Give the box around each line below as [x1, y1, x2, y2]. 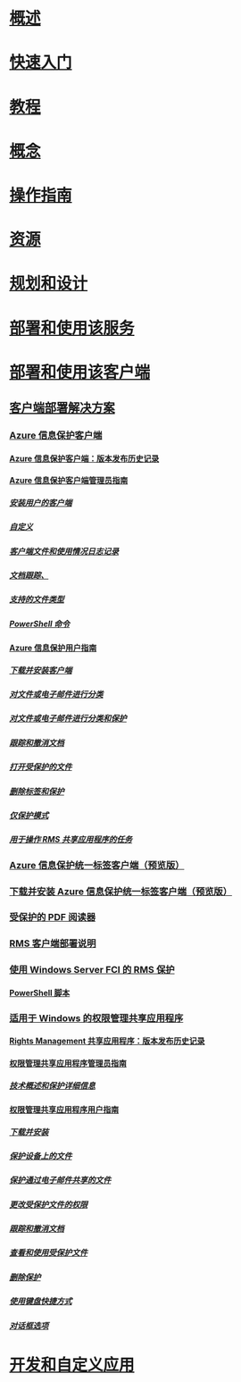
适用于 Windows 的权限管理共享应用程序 [9, 1011, 184, 1024]
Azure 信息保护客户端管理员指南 [9, 475, 129, 486]
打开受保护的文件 [9, 761, 72, 773]
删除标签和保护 [9, 785, 64, 796]
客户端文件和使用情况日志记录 [9, 546, 119, 557]
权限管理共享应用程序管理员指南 [9, 1058, 127, 1068]
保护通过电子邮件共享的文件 [9, 1175, 112, 1185]
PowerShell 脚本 [9, 987, 71, 998]
